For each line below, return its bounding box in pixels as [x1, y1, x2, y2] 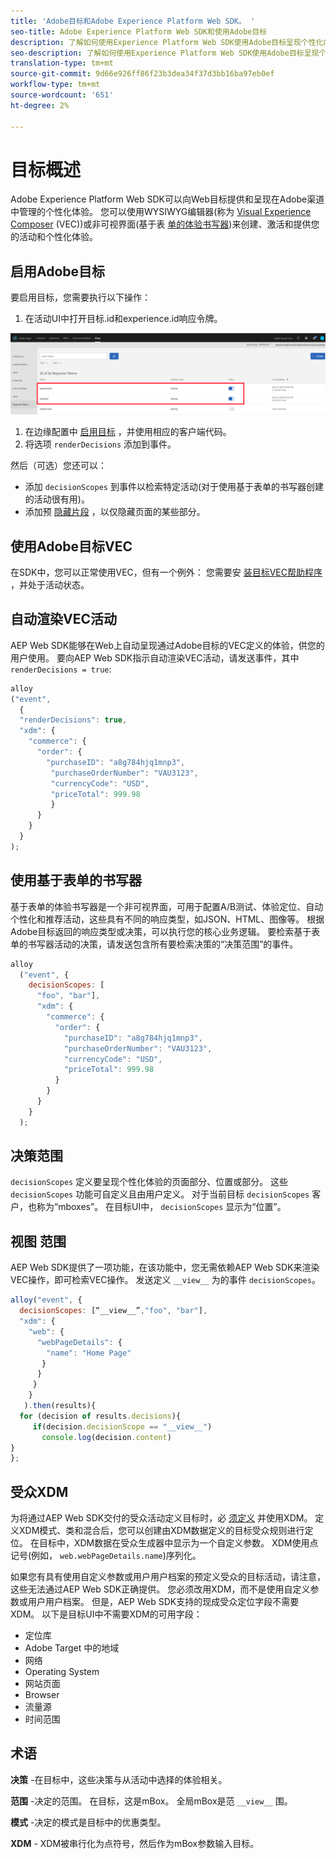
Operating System [24, 1666, 100, 1678]
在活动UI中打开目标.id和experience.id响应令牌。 [24, 313, 223, 325]
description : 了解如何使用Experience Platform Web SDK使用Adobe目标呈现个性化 [10, 37, 324, 47]
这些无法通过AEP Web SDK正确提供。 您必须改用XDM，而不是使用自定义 [10, 1583, 311, 1595]
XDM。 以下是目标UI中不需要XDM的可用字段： [10, 1608, 203, 1620]
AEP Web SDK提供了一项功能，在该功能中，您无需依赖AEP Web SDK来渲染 [10, 1261, 320, 1274]
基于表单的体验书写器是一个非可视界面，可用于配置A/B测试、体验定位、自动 [10, 900, 324, 912]
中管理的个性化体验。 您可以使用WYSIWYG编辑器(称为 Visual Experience [10, 206, 312, 218]
